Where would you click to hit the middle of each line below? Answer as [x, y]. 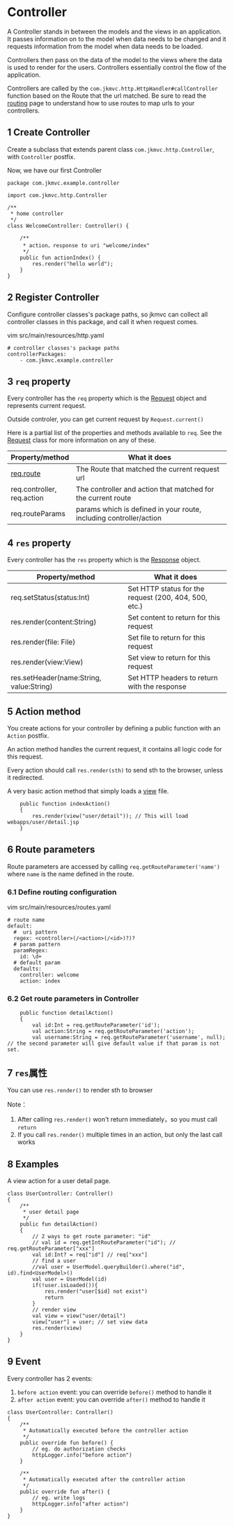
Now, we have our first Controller [55, 170]
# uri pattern [36, 932]
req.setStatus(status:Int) [50, 598]
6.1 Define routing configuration [62, 892]
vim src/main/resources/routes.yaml [59, 907]
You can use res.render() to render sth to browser [80, 1090]
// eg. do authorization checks [79, 1449]
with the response [157, 687]
